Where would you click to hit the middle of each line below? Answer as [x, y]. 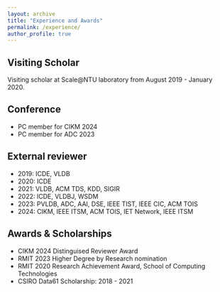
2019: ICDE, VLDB [44, 173]
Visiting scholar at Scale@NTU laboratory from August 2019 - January [110, 80]
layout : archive [31, 14]
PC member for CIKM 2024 [57, 126]
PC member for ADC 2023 [56, 134]
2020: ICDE [34, 181]
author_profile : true [39, 34]
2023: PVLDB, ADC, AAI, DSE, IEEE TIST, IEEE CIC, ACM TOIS [108, 204]
